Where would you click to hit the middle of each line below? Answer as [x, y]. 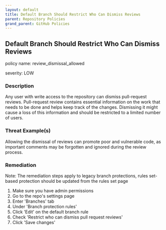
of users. [14, 118]
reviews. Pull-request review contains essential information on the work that [83, 102]
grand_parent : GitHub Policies [37, 24]
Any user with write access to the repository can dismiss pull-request [76, 97]
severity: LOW [20, 73]
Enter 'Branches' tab [33, 201]
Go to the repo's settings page [43, 196]
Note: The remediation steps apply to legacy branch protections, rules [77, 176]
